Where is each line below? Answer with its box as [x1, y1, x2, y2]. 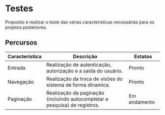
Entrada [7, 64, 26, 71]
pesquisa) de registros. [46, 101, 100, 108]
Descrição [73, 53, 97, 60]
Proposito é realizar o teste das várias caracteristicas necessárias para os [5, 19, 155, 25]
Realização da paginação [46, 89, 105, 96]
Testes [5, 3, 33, 14]
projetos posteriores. [5, 24, 48, 30]
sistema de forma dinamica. [46, 81, 110, 88]
